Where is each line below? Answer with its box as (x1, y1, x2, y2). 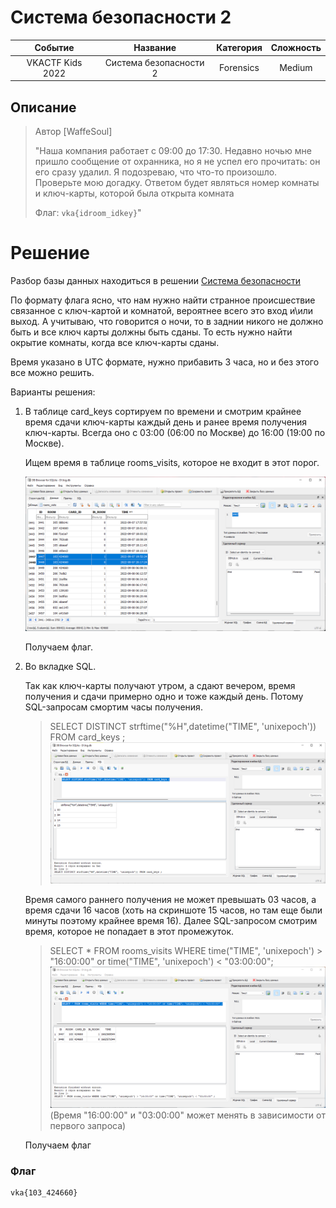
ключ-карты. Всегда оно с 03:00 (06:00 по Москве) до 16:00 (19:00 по (24, 426, 326, 438)
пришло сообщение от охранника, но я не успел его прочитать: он (34, 156, 321, 167)
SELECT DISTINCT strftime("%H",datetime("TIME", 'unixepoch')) (49, 720, 317, 732)
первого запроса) (49, 1120, 127, 1132)
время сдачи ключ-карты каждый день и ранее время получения (24, 416, 308, 428)
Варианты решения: (10, 386, 96, 398)
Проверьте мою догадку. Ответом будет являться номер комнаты (34, 177, 320, 188)
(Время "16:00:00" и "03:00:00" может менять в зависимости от (49, 1109, 326, 1121)
